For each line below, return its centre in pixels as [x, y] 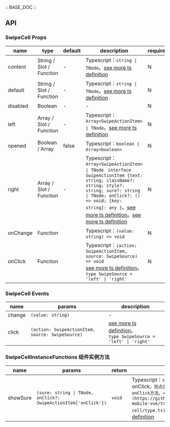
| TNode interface [109, 170]
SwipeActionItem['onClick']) [72, 403]
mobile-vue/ [146, 404]
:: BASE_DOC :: [21, 7]
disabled [18, 106]
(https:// [143, 398]
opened [17, 146]
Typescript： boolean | [113, 144]
